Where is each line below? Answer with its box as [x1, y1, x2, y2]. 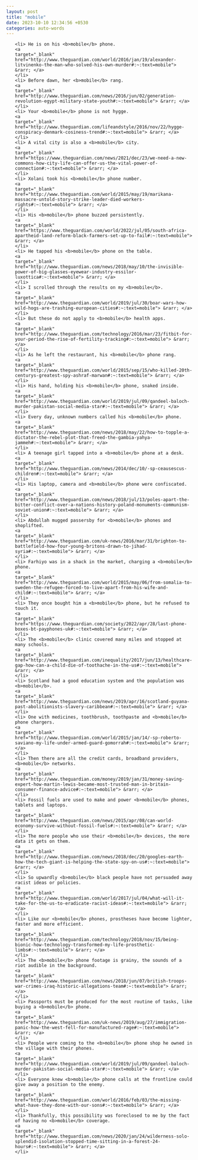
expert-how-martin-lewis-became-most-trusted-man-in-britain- [14, 781, 171, 787]
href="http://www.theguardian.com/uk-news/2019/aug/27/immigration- [14, 1020, 187, 1026]
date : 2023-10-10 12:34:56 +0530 [6, 20, 89, 25]
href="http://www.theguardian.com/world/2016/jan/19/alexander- [14, 57, 177, 63]
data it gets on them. [14, 838, 71, 845]
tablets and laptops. [14, 802, 68, 808]
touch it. [14, 606, 40, 612]
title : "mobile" [6, 14, 46, 20]
